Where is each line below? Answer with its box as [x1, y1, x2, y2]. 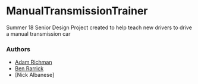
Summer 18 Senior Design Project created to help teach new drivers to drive [6, 24, 192, 31]
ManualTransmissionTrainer [6, 4, 148, 18]
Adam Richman [14, 58, 52, 66]
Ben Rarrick [14, 65, 44, 72]
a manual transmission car [6, 30, 71, 37]
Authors [6, 45, 31, 53]
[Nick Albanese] [14, 71, 55, 79]
